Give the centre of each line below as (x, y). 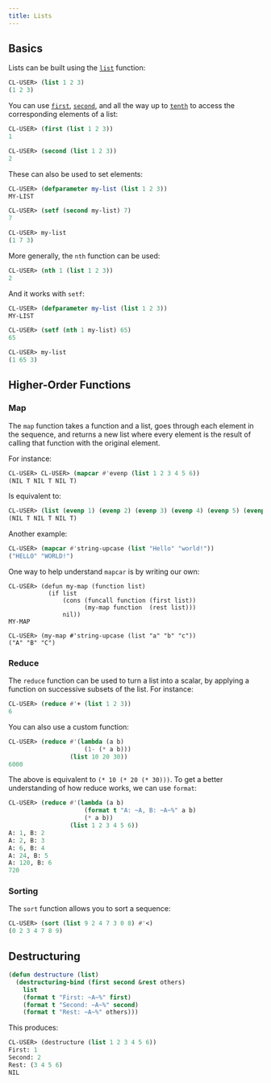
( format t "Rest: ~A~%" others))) (81, 1012)
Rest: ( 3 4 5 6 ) (35, 1065)
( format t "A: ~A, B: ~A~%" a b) (140, 811)
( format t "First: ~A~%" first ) (77, 997)
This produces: (33, 1028)
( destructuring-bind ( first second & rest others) (100, 982)
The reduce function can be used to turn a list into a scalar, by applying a (129, 681)
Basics (25, 49)
